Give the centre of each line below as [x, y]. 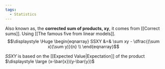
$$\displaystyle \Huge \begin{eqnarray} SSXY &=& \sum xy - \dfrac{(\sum [83, 41]
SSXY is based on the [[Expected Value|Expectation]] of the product [75, 56]
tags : [11, 10]
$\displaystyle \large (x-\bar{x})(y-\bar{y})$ [50, 61]
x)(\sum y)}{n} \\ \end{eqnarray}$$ [83, 46]
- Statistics [23, 14]
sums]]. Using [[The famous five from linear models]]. [60, 34]
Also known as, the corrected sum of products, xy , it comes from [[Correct [82, 28]
